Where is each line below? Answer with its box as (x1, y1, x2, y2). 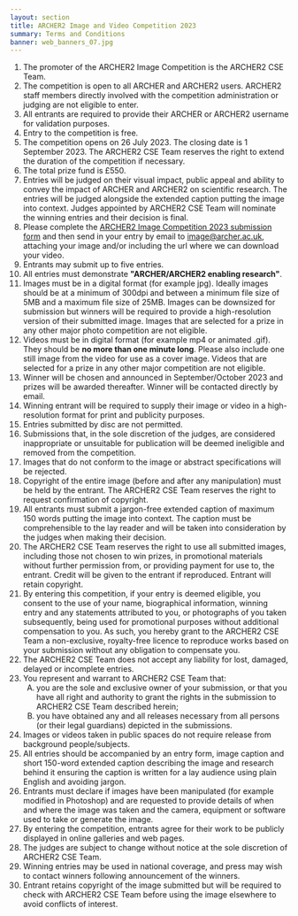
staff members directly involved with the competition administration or (22, 90, 279, 101)
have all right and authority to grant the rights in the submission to (35, 692, 277, 703)
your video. (22, 250, 65, 261)
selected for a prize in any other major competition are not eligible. (22, 363, 266, 373)
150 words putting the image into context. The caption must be (22, 513, 252, 524)
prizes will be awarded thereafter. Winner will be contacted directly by (22, 381, 279, 392)
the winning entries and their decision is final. (22, 212, 189, 223)
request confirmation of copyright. (22, 495, 149, 505)
